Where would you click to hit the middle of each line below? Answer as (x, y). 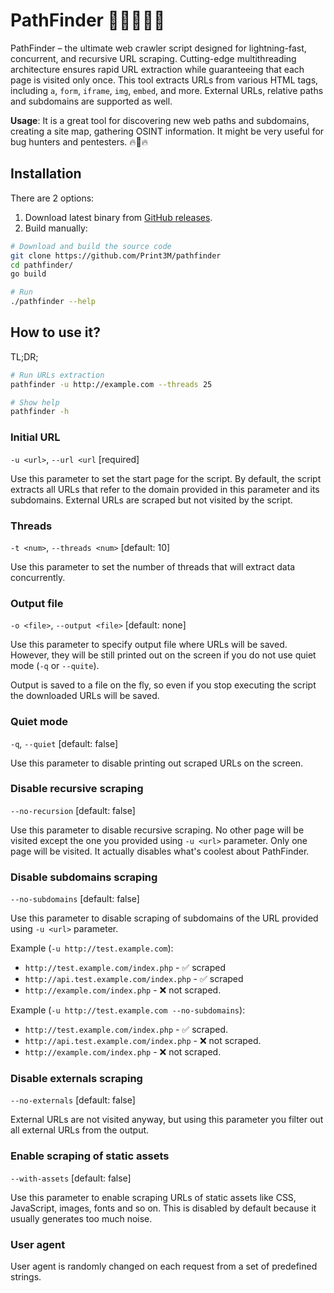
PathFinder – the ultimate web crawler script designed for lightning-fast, (158, 48)
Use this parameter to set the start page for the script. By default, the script (166, 478)
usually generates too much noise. (81, 1218)
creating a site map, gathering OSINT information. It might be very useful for (167, 131)
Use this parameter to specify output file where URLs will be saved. (149, 645)
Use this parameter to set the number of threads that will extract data (153, 566)
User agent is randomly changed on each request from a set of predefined (164, 1266)
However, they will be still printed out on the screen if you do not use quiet (163, 655)
